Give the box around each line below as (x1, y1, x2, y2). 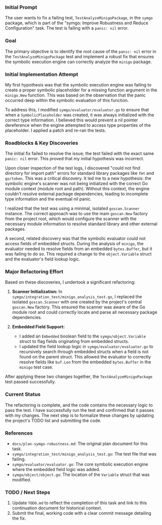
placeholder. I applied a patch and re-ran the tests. (5, 127, 106, 133)
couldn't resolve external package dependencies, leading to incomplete (5, 191, 148, 197)
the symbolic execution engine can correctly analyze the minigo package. (5, 59, 152, 65)
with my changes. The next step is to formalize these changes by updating (5, 412, 154, 418)
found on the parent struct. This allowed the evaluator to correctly (19, 354, 151, 360)
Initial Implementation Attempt (5, 71, 79, 78)
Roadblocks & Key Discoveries (5, 139, 79, 146)
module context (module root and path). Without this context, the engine (5, 186, 150, 192)
